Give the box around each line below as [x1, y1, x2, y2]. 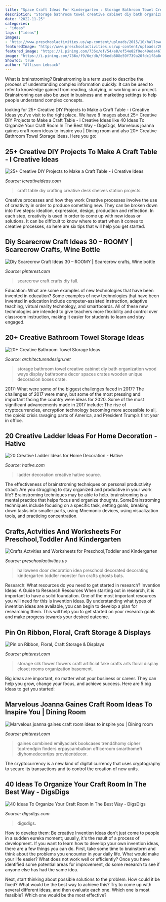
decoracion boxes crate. [17, 376, 67, 382]
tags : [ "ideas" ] [5, 30, 39, 35]
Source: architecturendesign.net [5, 356, 71, 362]
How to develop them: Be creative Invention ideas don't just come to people [5, 830, 160, 836]
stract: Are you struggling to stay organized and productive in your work [5, 486, 152, 493]
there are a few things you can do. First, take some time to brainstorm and [5, 846, 156, 851]
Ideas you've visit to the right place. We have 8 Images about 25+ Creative [5, 112, 157, 118]
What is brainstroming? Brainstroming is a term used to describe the [5, 76, 144, 82]
